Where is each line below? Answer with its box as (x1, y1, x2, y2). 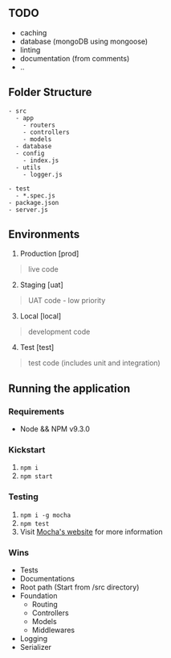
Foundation (19, 591, 58, 601)
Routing (31, 600, 58, 610)
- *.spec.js (15, 191, 56, 200)
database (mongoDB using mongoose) (19, 36, 149, 46)
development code (27, 327, 91, 337)
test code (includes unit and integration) (27, 358, 161, 368)
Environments (8, 227, 80, 241)
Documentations (19, 574, 75, 584)
